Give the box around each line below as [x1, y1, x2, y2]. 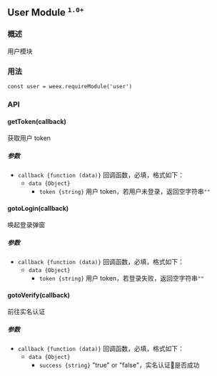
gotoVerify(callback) [7, 291, 70, 299]
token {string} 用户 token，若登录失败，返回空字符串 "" [39, 274, 205, 283]
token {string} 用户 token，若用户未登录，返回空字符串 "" [39, 187, 211, 196]
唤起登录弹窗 [7, 221, 45, 229]
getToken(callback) [7, 117, 66, 125]
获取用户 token [7, 134, 51, 142]
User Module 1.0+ [7, 6, 84, 19]
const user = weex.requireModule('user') [7, 83, 133, 90]
